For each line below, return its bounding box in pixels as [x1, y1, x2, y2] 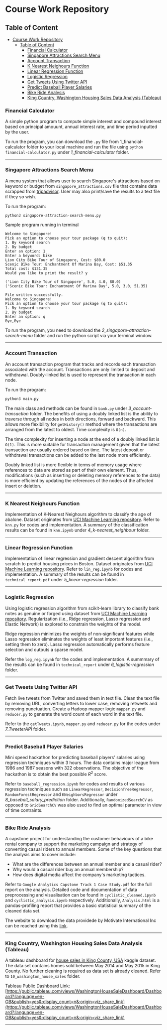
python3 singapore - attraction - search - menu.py [5, 213, 101, 218]
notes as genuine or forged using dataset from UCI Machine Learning [5, 610, 148, 616]
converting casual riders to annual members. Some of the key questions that [5, 846, 162, 852]
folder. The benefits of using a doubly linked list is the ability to [29, 410, 158, 416]
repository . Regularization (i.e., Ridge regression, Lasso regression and [5, 616, 151, 622]
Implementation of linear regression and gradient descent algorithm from [5, 555, 154, 561]
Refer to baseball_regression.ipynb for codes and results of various [5, 780, 145, 786]
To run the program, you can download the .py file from [5, 138, 119, 145]
